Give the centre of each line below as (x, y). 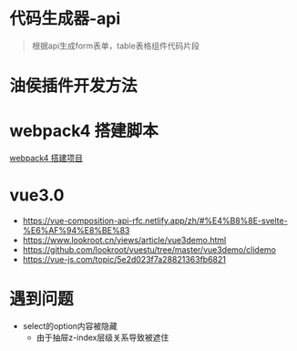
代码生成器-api (65, 19)
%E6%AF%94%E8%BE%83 (76, 230)
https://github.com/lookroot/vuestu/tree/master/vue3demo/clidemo (149, 250)
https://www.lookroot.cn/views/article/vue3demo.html (124, 240)
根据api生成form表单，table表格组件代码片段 (116, 46)
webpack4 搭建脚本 (84, 131)
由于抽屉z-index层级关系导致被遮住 (102, 337)
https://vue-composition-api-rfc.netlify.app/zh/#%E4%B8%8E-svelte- (155, 221)
